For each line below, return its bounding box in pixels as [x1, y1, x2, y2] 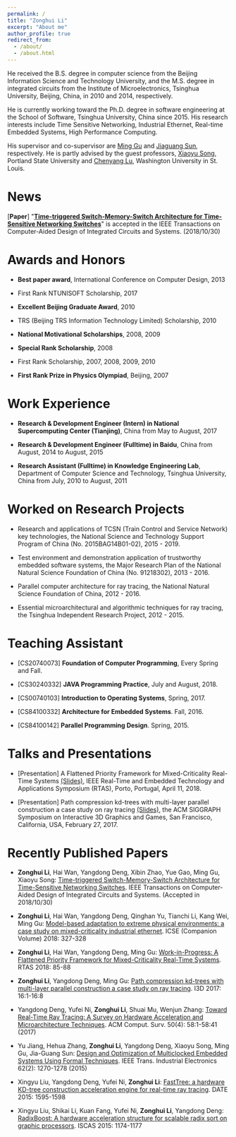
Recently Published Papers [7, 845, 168, 861]
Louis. [7, 164, 25, 172]
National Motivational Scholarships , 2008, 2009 [17, 330, 161, 338]
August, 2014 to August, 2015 [17, 448, 104, 456]
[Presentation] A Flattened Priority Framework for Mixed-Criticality [17, 769, 211, 778]
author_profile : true [7, 30, 71, 37]
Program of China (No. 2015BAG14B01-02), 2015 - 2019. [17, 540, 181, 548]
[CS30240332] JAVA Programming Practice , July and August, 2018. [17, 679, 218, 689]
